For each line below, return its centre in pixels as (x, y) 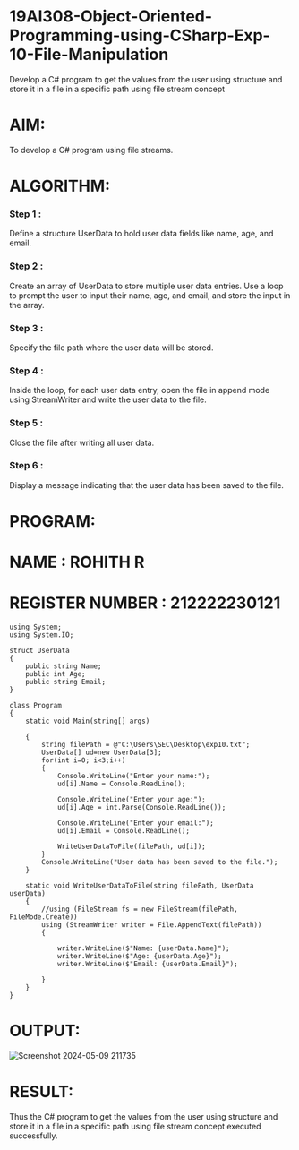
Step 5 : (26, 423)
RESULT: (42, 1092)
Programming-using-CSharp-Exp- (140, 35)
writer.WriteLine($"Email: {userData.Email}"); (148, 965)
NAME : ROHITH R (77, 562)
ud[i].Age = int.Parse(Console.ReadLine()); (141, 808)
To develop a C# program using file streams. (91, 150)
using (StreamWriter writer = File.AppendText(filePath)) (152, 925)
